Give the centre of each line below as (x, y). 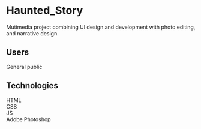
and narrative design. (32, 33)
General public (24, 67)
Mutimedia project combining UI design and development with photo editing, (101, 27)
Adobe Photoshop (28, 119)
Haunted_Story (45, 10)
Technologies (32, 85)
